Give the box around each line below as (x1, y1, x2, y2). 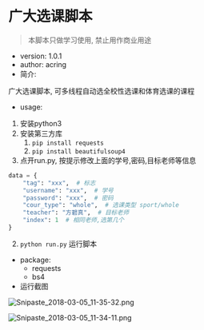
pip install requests (31, 139, 104, 147)
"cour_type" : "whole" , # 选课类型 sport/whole (22, 201, 180, 209)
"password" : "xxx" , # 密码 (22, 193, 114, 202)
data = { (8, 171, 38, 180)
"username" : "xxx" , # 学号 (22, 186, 114, 194)
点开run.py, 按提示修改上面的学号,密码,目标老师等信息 (19, 155, 197, 165)
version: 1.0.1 (19, 51, 62, 61)
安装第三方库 (19, 129, 62, 138)
